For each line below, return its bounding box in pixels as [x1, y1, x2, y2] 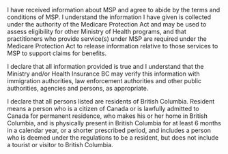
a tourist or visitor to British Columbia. [7, 141, 114, 149]
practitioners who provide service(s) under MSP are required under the [7, 35, 207, 43]
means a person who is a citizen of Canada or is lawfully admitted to [7, 105, 199, 112]
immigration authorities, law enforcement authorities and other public [7, 77, 202, 84]
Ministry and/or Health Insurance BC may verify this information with [7, 70, 200, 78]
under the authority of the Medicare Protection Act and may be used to [7, 20, 207, 28]
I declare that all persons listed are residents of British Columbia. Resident [7, 97, 215, 105]
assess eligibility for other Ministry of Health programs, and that [7, 27, 186, 35]
